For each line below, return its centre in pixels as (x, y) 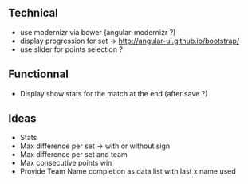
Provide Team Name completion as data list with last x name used (128, 171)
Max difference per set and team (73, 155)
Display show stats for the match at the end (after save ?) (114, 93)
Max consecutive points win (66, 163)
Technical (33, 13)
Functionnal (39, 74)
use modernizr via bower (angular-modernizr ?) (98, 32)
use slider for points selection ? (71, 49)
